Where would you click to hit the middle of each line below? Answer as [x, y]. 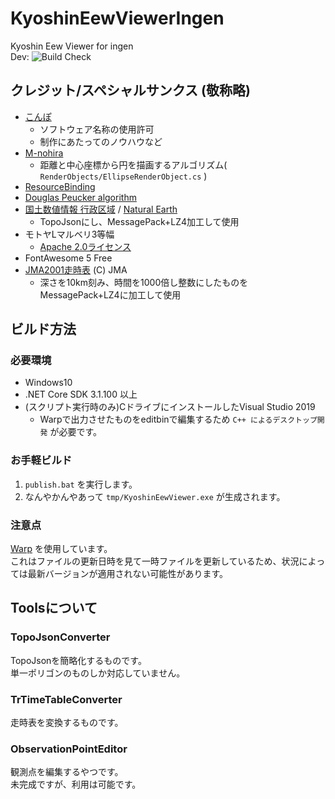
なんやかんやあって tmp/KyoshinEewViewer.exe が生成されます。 [155, 496]
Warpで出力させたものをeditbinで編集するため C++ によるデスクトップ [178, 419]
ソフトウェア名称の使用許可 [97, 129]
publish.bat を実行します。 [81, 484]
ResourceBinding [60, 186]
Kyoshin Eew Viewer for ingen [72, 46]
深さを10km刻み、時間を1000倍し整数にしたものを [144, 282]
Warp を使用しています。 [61, 549]
